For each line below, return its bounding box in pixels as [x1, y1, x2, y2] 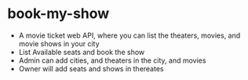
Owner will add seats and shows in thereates [18, 64, 164, 73]
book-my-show [7, 5, 110, 23]
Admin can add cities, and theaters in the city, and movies [18, 56, 206, 65]
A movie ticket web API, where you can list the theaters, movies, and [18, 31, 241, 40]
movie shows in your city [18, 38, 100, 48]
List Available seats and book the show [18, 47, 145, 56]
